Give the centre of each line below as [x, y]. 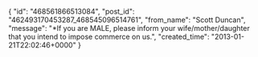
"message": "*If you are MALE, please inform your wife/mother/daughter [129, 28]
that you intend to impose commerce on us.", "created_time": [109, 36]
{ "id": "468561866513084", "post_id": [72, 11]
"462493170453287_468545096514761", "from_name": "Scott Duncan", [127, 20]
